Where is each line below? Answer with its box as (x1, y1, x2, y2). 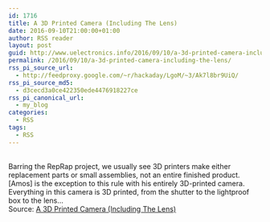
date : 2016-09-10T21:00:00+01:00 (8, 26, 121, 34)
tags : (8, 123, 27, 131)
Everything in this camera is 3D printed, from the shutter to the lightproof (8, 187, 250, 196)
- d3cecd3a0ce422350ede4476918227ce (15, 86, 138, 95)
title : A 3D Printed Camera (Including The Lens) (8, 19, 178, 27)
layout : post (8, 42, 52, 50)
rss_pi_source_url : (8, 64, 74, 72)
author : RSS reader (8, 34, 74, 42)
